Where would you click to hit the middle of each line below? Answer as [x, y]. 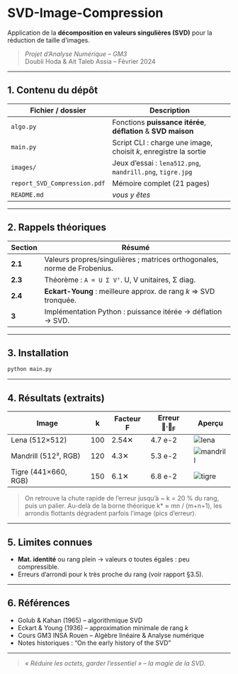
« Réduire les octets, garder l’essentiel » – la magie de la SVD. [115, 663]
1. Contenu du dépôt [52, 90]
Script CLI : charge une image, [163, 142]
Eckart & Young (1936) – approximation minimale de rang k [103, 627]
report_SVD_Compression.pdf [58, 183]
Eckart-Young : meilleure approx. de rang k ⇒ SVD [130, 291]
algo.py [24, 126]
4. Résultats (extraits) [56, 398]
